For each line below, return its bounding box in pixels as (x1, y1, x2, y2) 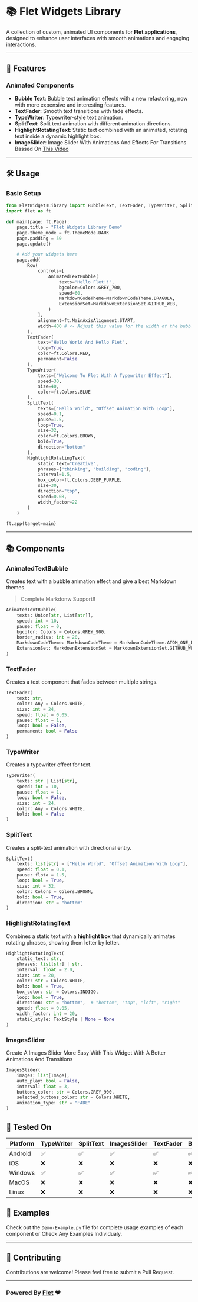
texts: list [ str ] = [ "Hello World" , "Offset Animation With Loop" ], (16, 861, 189, 867)
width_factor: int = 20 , (16, 1011, 78, 1017)
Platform (9, 1139, 35, 1148)
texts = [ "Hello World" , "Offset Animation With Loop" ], (37, 405, 176, 411)
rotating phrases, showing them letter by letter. (6, 939, 120, 946)
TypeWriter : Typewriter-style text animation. (14, 114, 124, 121)
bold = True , (37, 439, 65, 444)
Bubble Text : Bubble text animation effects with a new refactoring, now (14, 95, 188, 102)
